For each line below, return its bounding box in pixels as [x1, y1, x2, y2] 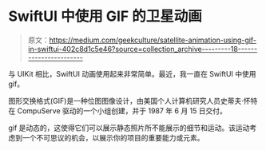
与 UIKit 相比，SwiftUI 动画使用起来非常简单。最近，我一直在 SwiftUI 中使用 [8, 69, 257, 78]
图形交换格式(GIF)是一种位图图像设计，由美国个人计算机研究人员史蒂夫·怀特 [8, 96, 258, 105]
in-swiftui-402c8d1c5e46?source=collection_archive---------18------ [27, 44, 258, 53]
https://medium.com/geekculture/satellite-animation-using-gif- [49, 35, 257, 45]
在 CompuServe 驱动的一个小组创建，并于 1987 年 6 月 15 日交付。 [8, 105, 228, 116]
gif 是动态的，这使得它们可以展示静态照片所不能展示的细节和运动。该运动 [8, 123, 250, 132]
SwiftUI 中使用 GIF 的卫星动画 [8, 7, 202, 26]
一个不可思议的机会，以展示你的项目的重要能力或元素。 [22, 132, 204, 142]
